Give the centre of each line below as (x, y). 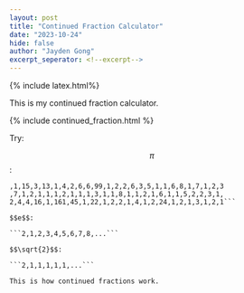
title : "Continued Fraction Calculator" (87, 26)
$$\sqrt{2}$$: (36, 250)
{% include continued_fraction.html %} (82, 120)
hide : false (32, 43)
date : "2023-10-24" (46, 34)
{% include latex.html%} (55, 85)
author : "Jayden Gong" (52, 52)
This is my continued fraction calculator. (84, 103)
